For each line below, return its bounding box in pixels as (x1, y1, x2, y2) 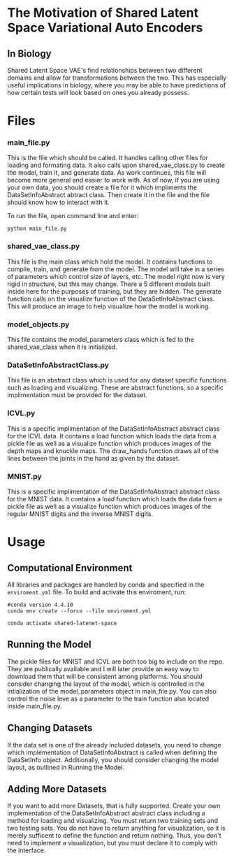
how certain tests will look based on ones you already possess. (7, 89, 189, 96)
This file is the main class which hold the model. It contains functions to (7, 257, 213, 266)
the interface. (7, 846, 46, 854)
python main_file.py (7, 225, 68, 232)
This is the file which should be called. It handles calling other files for (7, 154, 208, 162)
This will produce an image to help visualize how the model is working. (7, 302, 211, 310)
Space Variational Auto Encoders (7, 20, 203, 36)
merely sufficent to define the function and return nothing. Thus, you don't (7, 831, 221, 840)
